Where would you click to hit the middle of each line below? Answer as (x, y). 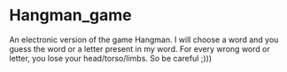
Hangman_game (71, 15)
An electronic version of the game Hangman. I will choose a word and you (144, 40)
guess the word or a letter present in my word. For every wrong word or (140, 48)
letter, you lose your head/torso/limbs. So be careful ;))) (111, 58)
